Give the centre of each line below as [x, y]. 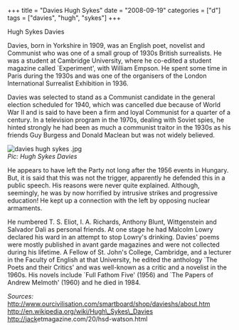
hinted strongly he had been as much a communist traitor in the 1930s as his [119, 127]
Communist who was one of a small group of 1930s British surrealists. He [115, 53]
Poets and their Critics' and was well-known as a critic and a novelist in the [117, 267]
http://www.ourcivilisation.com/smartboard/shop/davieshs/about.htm [109, 304]
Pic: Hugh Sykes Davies [42, 156]
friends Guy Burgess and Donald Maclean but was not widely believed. [111, 135]
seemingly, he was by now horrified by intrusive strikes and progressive [113, 193]
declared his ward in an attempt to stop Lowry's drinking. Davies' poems [113, 237]
